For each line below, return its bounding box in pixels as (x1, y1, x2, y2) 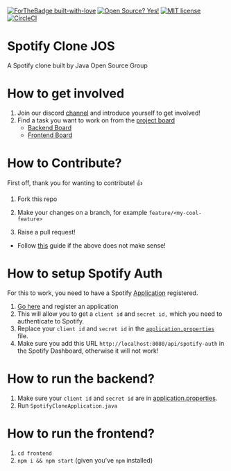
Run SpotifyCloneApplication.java (17, 401, 118, 410)
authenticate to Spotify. (17, 317, 85, 325)
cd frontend (17, 449, 52, 457)
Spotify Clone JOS (7, 38, 116, 54)
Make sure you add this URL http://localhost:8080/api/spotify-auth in (17, 339, 225, 347)
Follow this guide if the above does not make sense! (17, 241, 166, 250)
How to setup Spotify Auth (7, 266, 163, 281)
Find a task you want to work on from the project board (17, 115, 176, 125)
